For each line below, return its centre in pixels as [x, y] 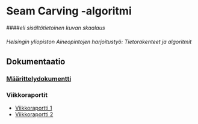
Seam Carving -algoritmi [69, 11]
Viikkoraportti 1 [33, 108]
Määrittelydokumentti [39, 79]
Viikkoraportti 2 [34, 114]
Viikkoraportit [27, 95]
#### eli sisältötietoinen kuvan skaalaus [56, 28]
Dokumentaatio [36, 62]
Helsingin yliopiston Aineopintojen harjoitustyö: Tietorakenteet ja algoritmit [99, 42]
